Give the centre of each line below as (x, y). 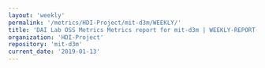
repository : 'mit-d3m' (45, 45)
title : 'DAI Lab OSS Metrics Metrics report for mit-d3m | (107, 30)
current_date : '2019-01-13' (54, 52)
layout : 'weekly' (37, 15)
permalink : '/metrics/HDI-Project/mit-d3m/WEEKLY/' (95, 23)
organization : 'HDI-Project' (56, 37)
